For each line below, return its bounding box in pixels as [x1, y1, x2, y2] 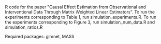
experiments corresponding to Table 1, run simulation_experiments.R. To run [5, 14, 157, 20]
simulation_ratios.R [5, 24, 43, 30]
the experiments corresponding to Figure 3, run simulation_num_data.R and [5, 19, 155, 25]
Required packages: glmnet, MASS [5, 33, 74, 39]
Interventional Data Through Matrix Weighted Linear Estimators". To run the [5, 9, 155, 15]
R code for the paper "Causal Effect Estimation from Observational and [5, 4, 146, 10]
